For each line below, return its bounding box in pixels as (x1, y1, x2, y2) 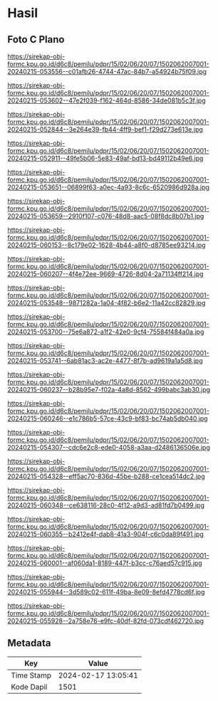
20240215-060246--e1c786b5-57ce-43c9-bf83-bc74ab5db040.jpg (7, 414, 208, 423)
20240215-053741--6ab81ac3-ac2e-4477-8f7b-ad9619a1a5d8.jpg (7, 357, 203, 364)
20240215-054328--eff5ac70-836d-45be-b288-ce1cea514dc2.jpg (7, 472, 205, 480)
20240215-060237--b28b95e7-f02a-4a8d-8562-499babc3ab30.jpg (7, 386, 211, 394)
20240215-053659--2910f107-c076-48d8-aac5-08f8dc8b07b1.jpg (7, 212, 204, 220)
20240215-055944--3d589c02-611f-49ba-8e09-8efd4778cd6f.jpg (7, 588, 205, 596)
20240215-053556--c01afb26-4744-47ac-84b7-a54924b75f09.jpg (7, 68, 207, 75)
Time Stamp (11, 670, 52, 680)
